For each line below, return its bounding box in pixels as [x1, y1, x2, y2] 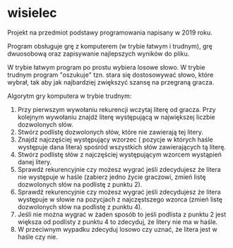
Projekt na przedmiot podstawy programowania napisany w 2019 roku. [7, 28, 213, 37]
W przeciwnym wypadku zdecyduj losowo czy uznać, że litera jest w [17, 225, 217, 233]
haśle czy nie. [17, 232, 59, 241]
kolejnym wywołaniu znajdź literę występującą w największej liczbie [17, 113, 215, 121]
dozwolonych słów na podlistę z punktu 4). [17, 202, 143, 211]
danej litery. [17, 157, 52, 166]
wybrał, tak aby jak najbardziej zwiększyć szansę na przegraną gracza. [7, 77, 215, 86]
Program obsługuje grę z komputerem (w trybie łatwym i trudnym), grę [7, 42, 213, 50]
